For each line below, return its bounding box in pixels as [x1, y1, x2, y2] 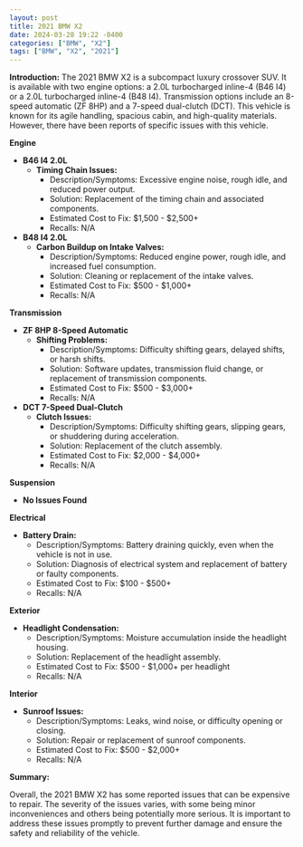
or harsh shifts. [49, 354, 106, 365]
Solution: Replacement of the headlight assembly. [35, 651, 222, 662]
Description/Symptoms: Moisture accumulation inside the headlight [35, 632, 288, 643]
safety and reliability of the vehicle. [9, 828, 140, 839]
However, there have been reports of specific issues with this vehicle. [9, 120, 269, 131]
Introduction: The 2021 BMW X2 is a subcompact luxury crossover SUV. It [9, 72, 287, 82]
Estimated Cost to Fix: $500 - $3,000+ [49, 382, 194, 394]
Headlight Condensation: [22, 622, 119, 634]
